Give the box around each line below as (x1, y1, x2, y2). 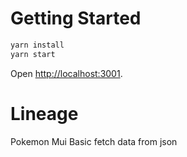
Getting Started (10, 7, 142, 30)
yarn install (10, 40, 65, 50)
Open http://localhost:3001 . (10, 67, 123, 79)
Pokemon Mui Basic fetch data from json (10, 135, 178, 147)
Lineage (10, 102, 79, 125)
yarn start (10, 49, 56, 59)
